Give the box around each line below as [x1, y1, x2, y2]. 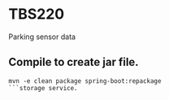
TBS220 [8, 5, 65, 24]
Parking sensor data [8, 32, 76, 41]
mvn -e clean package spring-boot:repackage [8, 76, 162, 85]
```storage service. [8, 84, 79, 92]
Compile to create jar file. [8, 55, 140, 69]
